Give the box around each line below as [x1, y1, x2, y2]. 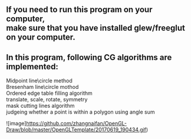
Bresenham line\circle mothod [6, 84, 79, 91]
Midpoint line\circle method [6, 77, 73, 84]
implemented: [6, 61, 59, 71]
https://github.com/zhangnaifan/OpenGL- [26, 120, 127, 127]
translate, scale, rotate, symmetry [6, 96, 88, 103]
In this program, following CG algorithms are [6, 52, 172, 62]
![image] [6, 120, 27, 127]
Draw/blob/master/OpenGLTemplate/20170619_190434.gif [6, 126, 146, 133]
